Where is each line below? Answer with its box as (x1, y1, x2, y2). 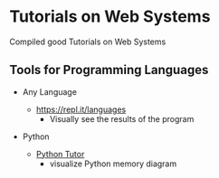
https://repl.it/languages (35, 104, 127, 115)
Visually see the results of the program (49, 113, 195, 124)
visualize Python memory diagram (49, 158, 177, 169)
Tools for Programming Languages (9, 62, 209, 78)
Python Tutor (35, 148, 85, 159)
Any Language (22, 86, 77, 97)
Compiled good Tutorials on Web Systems (9, 36, 167, 47)
